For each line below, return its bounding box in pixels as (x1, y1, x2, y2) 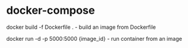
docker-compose (6, 4, 95, 17)
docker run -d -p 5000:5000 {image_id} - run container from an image (6, 35, 183, 42)
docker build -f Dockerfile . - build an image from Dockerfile (6, 23, 156, 31)
